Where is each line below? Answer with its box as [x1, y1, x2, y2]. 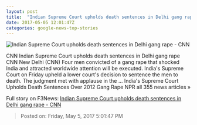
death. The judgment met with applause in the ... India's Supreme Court [6, 77, 179, 85]
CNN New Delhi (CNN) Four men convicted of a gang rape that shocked [6, 59, 180, 66]
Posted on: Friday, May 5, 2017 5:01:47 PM [20, 113, 123, 120]
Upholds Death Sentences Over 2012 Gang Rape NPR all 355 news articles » [6, 83, 191, 91]
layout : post [6, 8, 38, 15]
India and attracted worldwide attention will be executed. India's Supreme [6, 65, 184, 72]
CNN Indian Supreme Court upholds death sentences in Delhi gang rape [6, 52, 181, 59]
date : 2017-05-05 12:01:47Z [6, 19, 75, 25]
